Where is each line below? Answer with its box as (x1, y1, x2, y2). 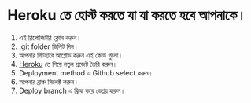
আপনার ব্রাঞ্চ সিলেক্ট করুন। (18, 77, 79, 86)
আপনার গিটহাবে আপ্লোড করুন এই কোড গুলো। (18, 50, 124, 60)
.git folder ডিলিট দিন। (18, 42, 79, 51)
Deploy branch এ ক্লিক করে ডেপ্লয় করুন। (18, 86, 126, 95)
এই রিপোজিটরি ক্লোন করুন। (18, 32, 82, 42)
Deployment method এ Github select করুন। (18, 68, 153, 77)
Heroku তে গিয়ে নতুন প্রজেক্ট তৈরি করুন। (18, 59, 118, 68)
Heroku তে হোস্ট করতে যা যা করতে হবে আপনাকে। (7, 6, 247, 24)
